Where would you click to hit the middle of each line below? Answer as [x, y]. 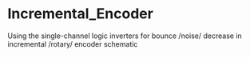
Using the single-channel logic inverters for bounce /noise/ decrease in [125, 36]
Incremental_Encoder [80, 14]
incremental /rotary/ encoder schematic [73, 44]
